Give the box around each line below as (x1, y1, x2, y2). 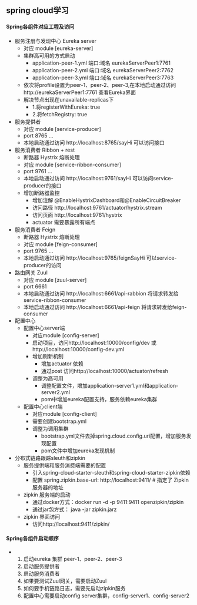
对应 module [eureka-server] (23, 45, 94, 52)
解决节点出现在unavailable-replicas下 (23, 96, 114, 103)
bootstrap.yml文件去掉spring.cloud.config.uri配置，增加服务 (41, 432, 186, 439)
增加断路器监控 (23, 189, 60, 196)
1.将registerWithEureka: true (32, 103, 101, 110)
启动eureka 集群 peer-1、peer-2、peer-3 (23, 555, 122, 562)
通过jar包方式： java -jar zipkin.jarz (32, 506, 117, 513)
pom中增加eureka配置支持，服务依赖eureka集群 (41, 395, 158, 402)
